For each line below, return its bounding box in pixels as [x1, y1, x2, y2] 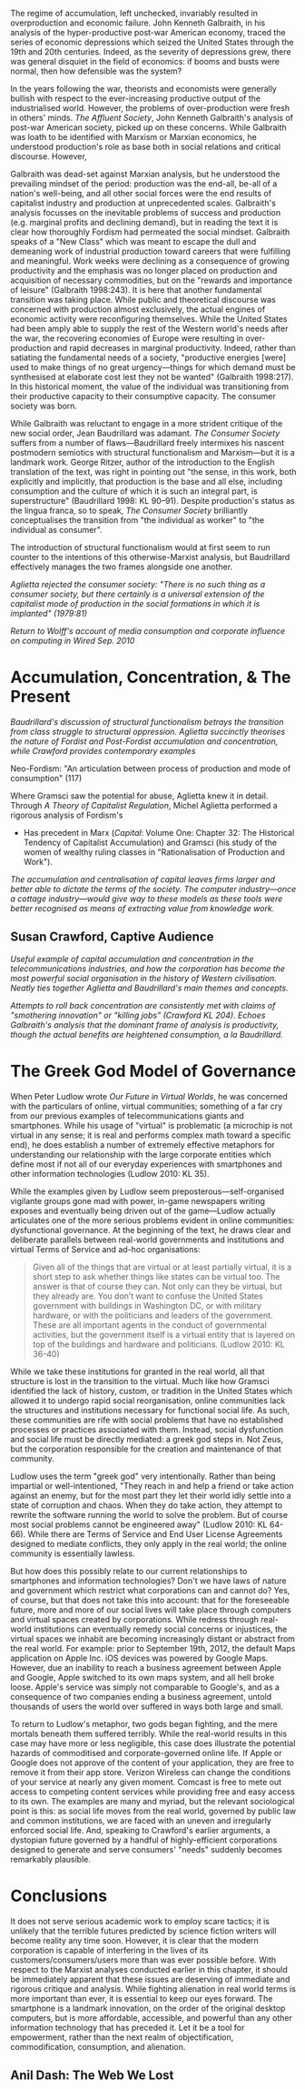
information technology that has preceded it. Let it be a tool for [10, 2022, 245, 2033]
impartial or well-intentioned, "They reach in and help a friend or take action [10, 1480, 294, 1491]
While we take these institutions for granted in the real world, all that [10, 1366, 266, 1377]
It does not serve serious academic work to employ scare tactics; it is [10, 1915, 271, 1926]
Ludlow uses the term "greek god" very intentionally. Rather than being [10, 1471, 276, 1481]
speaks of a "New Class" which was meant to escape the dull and [10, 236, 257, 246]
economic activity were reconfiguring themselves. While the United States [10, 314, 288, 324]
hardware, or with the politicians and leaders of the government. [32, 1310, 273, 1321]
